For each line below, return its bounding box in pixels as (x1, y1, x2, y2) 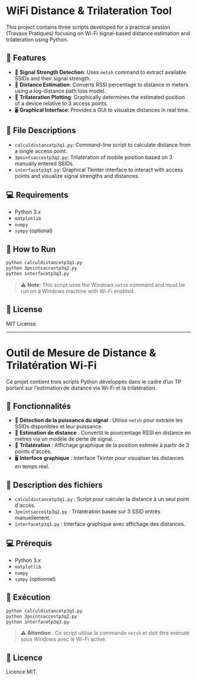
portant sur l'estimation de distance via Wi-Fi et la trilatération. (6, 384, 157, 391)
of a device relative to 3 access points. (14, 100, 108, 107)
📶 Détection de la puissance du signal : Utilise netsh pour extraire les (14, 417, 183, 424)
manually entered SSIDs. (14, 160, 74, 167)
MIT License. (6, 320, 38, 327)
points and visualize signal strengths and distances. (14, 172, 140, 180)
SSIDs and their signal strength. (14, 75, 91, 82)
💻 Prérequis (6, 538, 52, 548)
